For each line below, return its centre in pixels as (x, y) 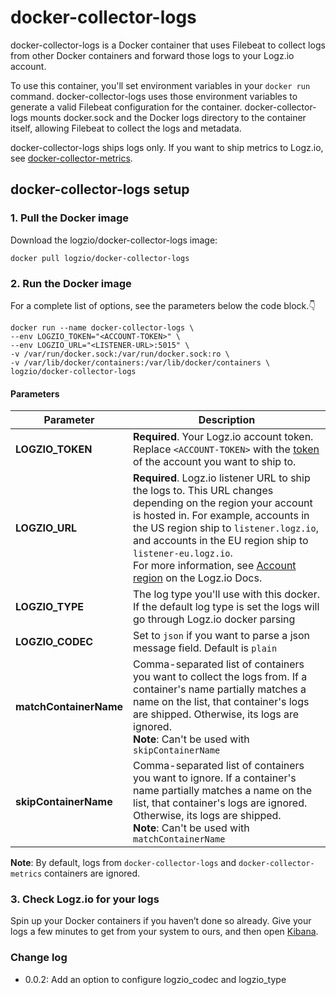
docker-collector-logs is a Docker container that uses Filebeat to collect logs (168, 45)
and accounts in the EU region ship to (221, 541)
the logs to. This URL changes (203, 491)
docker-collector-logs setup (100, 189)
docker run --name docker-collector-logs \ (102, 327)
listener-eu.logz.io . (183, 553)
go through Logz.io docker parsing (214, 619)
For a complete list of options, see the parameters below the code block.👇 (163, 305)
